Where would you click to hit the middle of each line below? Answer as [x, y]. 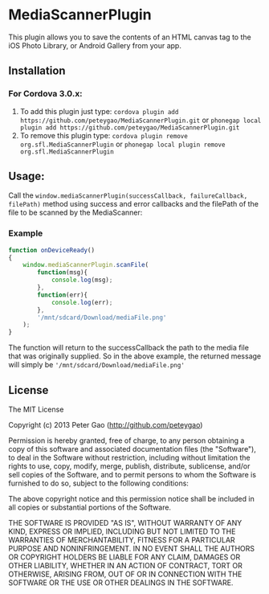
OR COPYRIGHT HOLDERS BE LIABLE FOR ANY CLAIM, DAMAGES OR [124, 557]
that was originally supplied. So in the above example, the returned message [135, 356]
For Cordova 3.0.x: [45, 94]
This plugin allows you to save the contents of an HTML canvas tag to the [130, 37]
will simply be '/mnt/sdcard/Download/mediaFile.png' [96, 365]
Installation [37, 71]
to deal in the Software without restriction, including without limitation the [129, 458]
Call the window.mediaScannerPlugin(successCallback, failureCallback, [128, 195]
